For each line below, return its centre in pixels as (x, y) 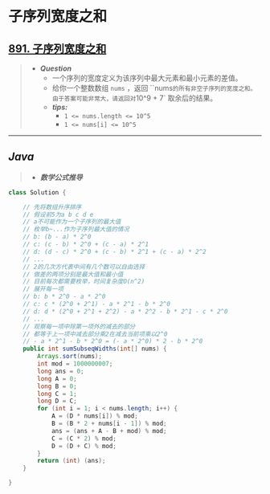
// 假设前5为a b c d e (58, 214)
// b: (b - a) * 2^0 (57, 237)
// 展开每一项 (43, 289)
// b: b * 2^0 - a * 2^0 (64, 297)
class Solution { (37, 192)
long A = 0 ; (57, 378)
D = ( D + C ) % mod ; (84, 446)
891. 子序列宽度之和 (57, 49)
